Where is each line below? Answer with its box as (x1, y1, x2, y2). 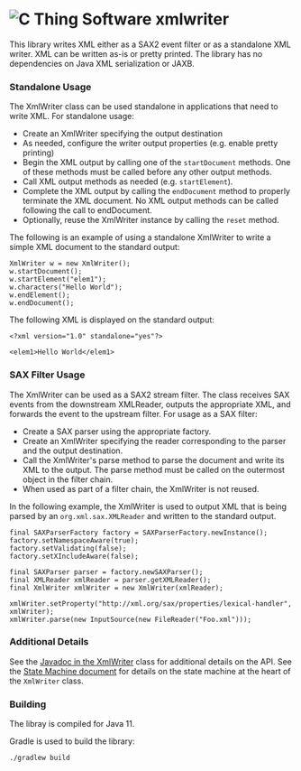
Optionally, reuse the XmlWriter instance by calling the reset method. (22, 215, 279, 226)
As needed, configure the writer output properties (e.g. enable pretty (22, 138, 278, 149)
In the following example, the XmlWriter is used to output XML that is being (9, 501, 287, 512)
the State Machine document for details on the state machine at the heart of (9, 665, 291, 676)
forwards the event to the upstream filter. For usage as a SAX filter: (9, 408, 259, 419)
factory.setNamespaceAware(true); (9, 535, 140, 545)
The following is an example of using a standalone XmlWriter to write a (9, 232, 272, 243)
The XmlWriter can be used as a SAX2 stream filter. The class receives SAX (9, 389, 290, 400)
